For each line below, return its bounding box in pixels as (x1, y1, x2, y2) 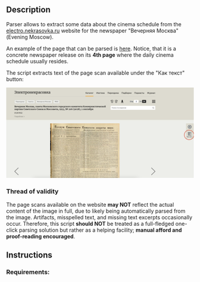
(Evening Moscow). (6, 33, 54, 41)
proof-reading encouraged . (6, 232, 76, 240)
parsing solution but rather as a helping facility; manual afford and (18, 226, 182, 234)
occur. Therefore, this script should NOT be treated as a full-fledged (6, 220, 174, 227)
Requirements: (6, 268, 50, 277)
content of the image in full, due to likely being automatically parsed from (6, 207, 186, 214)
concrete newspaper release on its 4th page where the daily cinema (6, 51, 174, 59)
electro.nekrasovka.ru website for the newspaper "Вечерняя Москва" (6, 27, 179, 34)
